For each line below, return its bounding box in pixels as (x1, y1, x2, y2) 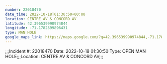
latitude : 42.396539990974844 (5, 21, 68, 26)
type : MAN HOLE (5, 30, 37, 35)
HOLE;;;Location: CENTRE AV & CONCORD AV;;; (5, 53, 103, 59)
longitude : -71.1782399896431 (5, 26, 68, 31)
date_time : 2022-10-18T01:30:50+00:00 (5, 12, 85, 17)
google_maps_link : (5, 35, 43, 40)
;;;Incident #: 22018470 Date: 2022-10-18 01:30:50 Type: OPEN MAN (5, 48, 146, 54)
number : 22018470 (5, 7, 41, 12)
